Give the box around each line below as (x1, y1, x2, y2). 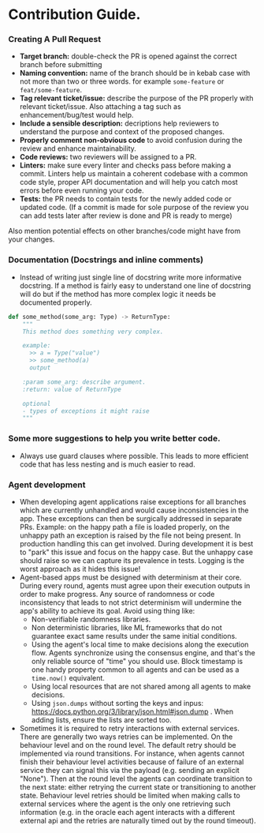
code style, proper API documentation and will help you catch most (19, 178, 238, 187)
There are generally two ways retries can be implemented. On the (19, 732, 233, 741)
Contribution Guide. (8, 6, 141, 24)
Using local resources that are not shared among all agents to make (31, 681, 251, 691)
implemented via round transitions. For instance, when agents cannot (19, 749, 245, 758)
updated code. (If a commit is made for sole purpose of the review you (19, 203, 250, 212)
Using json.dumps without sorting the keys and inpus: (31, 698, 204, 707)
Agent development (8, 479, 86, 490)
